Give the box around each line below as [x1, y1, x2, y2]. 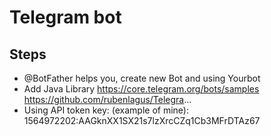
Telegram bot [9, 6, 122, 29]
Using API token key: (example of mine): [23, 104, 189, 116]
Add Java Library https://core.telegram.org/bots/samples [23, 83, 260, 95]
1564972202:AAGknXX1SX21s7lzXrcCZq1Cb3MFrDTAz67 [23, 115, 261, 126]
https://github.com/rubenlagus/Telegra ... [23, 94, 192, 105]
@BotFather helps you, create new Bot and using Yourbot [23, 72, 261, 84]
